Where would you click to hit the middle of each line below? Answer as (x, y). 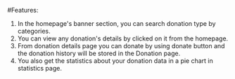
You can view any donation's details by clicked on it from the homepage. (123, 38)
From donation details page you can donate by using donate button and (121, 46)
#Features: (23, 10)
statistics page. (39, 68)
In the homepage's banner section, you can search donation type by (116, 23)
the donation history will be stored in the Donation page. (99, 53)
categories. (34, 31)
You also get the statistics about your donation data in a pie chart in (115, 61)
